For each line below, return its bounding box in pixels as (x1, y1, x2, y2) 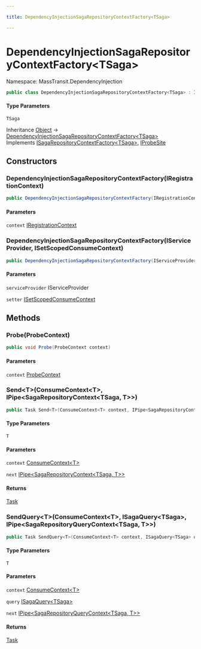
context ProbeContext (6, 371, 61, 378)
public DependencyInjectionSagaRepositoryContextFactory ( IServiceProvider (6, 257, 197, 264)
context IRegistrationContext (6, 221, 77, 229)
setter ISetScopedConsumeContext (6, 295, 96, 303)
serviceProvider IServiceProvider (6, 284, 89, 291)
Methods (6, 313, 41, 323)
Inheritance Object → (6, 126, 59, 133)
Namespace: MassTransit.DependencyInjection (6, 77, 123, 85)
